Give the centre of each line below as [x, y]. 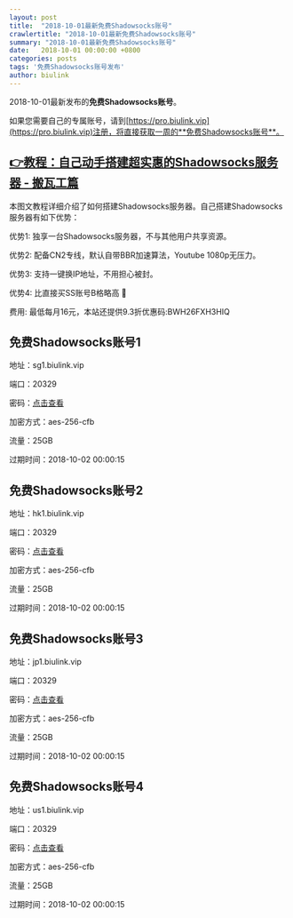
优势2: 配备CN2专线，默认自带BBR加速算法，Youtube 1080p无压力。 [135, 255]
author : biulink [39, 76]
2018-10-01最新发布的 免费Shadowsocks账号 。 [95, 101]
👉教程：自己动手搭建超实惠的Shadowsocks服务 [144, 162]
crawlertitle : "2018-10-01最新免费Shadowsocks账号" [103, 34]
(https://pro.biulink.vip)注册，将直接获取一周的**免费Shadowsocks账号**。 [146, 132]
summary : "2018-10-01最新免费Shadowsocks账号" [93, 42]
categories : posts [43, 59]
